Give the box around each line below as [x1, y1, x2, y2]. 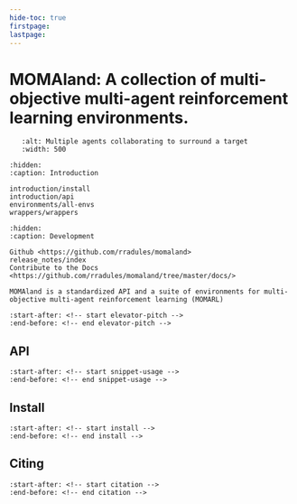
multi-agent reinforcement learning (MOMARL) [49, 295, 224, 304]
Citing [9, 456, 44, 471]
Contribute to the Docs [9, 264, 99, 273]
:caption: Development [9, 232, 95, 241]
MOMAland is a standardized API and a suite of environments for [9, 287, 260, 296]
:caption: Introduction [9, 169, 99, 178]
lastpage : [9, 30, 47, 39]
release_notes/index [9, 256, 88, 265]
